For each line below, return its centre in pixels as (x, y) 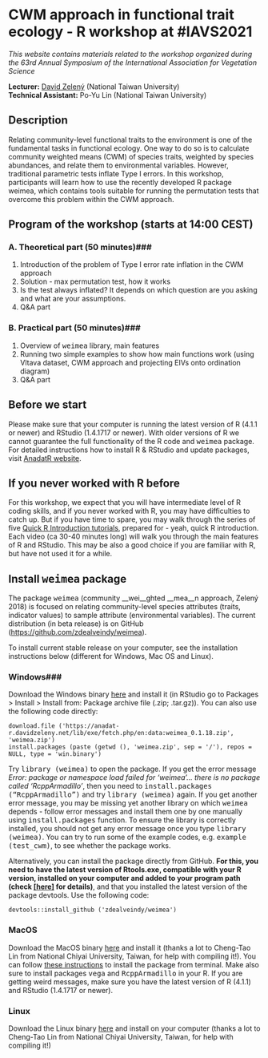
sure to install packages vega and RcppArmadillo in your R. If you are (126, 973)
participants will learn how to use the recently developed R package (120, 182)
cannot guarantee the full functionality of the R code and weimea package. (131, 441)
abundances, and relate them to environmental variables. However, (119, 165)
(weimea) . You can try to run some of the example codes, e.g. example (127, 837)
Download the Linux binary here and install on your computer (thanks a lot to (135, 1028)
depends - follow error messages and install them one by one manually (125, 812)
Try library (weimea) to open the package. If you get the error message (132, 769)
